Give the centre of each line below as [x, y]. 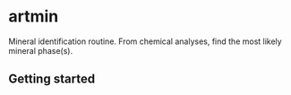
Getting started [52, 79]
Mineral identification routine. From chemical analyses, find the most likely [145, 41]
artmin [34, 17]
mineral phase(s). [41, 50]
